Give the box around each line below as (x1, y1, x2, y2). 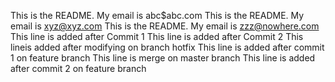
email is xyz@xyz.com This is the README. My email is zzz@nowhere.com (10, 20, 320, 32)
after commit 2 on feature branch (10, 63, 147, 74)
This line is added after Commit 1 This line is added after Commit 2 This (10, 31, 304, 42)
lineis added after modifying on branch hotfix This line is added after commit (10, 41, 325, 53)
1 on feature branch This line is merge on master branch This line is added (10, 52, 316, 64)
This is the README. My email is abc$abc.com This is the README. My (10, 10, 305, 21)
